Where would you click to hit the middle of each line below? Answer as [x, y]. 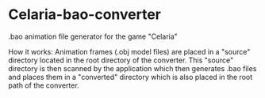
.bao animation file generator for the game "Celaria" [93, 36]
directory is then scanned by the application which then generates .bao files [132, 68]
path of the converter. [44, 85]
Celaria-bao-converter [84, 15]
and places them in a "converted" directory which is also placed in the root [131, 77]
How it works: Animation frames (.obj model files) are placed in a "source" [129, 51]
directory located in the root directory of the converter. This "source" [121, 60]
